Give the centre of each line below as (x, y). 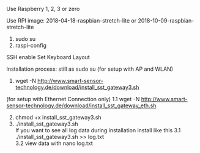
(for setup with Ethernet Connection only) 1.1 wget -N (73, 99)
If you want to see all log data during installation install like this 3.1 (98, 130)
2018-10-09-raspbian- (166, 20)
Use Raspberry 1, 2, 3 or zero (43, 9)
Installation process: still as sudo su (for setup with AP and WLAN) (90, 69)
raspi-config (31, 45)
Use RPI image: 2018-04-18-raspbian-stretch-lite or (72, 20)
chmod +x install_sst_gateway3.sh (58, 117)
